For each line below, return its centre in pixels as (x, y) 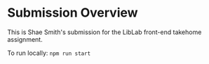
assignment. (25, 39)
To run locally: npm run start (49, 53)
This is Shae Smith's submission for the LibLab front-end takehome (104, 32)
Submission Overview (73, 13)
